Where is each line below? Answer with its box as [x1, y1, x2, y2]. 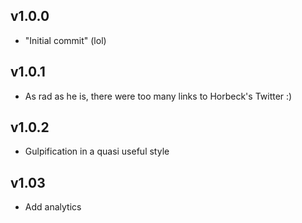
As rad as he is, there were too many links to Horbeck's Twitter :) [24, 90, 293, 102]
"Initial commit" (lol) [24, 34, 107, 46]
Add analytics [24, 201, 82, 213]
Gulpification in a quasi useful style [24, 145, 170, 158]
